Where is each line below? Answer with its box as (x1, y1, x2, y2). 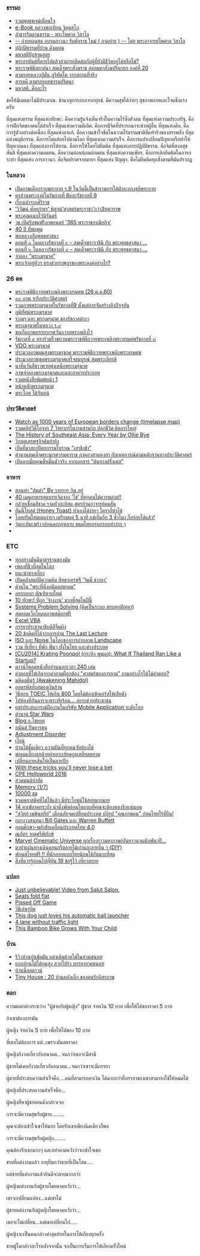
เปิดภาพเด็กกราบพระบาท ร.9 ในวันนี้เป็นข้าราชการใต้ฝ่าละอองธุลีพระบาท (14, 185, 156, 192)
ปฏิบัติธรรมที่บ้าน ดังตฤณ (14, 44, 65, 52)
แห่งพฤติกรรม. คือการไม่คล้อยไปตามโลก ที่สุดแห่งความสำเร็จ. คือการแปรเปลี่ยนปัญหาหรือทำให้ (6, 135, 190, 143)
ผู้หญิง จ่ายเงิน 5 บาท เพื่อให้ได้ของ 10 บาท (6, 1026, 91, 1034)
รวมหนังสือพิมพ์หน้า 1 (14, 375, 58, 382)
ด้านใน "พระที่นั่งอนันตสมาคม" (14, 583, 76, 590)
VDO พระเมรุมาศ (14, 342, 50, 349)
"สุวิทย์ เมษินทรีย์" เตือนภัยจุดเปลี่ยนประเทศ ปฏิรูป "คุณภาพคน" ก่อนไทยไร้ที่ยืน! (14, 810, 174, 817)
